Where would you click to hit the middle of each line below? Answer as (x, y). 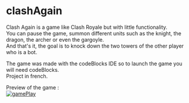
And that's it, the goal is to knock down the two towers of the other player (95, 46)
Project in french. (27, 76)
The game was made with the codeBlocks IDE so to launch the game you (95, 64)
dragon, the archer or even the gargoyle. (55, 39)
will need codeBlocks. (33, 69)
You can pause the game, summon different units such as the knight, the (94, 33)
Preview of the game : (33, 87)
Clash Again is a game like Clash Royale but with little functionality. (87, 27)
